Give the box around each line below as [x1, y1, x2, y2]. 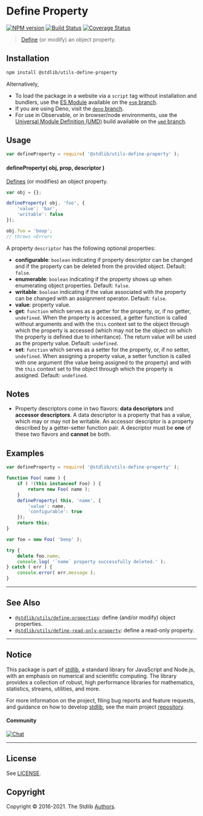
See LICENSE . [6, 770, 41, 777]
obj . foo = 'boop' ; [6, 228, 53, 234]
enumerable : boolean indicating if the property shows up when [14, 275, 172, 282]
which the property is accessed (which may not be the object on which [14, 327, 192, 334]
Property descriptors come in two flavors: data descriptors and [14, 405, 174, 412]
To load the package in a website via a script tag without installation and [14, 92, 197, 99]
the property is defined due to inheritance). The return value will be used [14, 333, 196, 340]
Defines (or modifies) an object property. [6, 177, 108, 185]
